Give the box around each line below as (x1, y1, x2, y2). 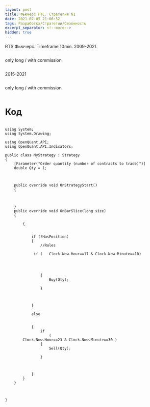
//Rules (40, 243, 56, 248)
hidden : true (5, 30, 32, 35)
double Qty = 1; (14, 165, 48, 170)
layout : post (5, 7, 32, 12)
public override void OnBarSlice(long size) (14, 208, 106, 214)
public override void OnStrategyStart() (14, 183, 98, 188)
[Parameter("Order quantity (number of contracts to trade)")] (14, 161, 146, 166)
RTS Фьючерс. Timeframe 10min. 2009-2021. (5, 44, 98, 49)
